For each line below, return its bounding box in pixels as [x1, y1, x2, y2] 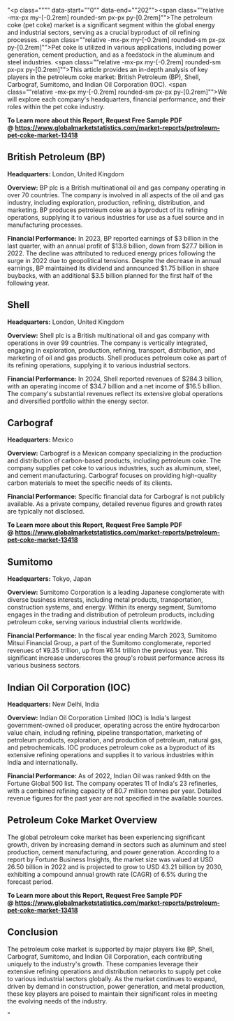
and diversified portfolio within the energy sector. [7, 397, 149, 405]
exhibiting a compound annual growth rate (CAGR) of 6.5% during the [7, 870, 207, 878]
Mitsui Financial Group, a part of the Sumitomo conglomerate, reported [7, 639, 212, 647]
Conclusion [7, 927, 59, 938]
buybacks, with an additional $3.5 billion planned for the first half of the [7, 271, 213, 279]
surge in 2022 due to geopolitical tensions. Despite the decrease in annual [7, 256, 221, 265]
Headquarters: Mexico [7, 435, 73, 444]
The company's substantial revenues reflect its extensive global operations [7, 389, 224, 397]
